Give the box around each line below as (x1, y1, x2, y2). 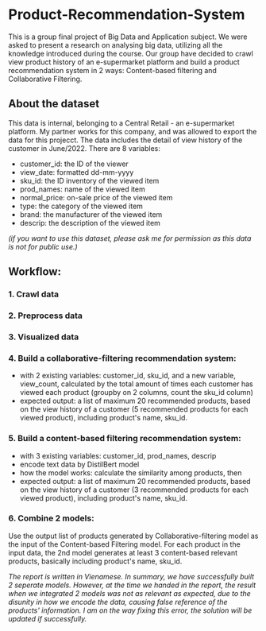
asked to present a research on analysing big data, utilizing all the (8, 40, 223, 49)
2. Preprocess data (8, 310, 83, 321)
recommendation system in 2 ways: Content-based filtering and (8, 65, 217, 75)
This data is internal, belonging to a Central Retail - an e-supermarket (8, 118, 235, 128)
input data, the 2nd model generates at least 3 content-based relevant (8, 548, 238, 557)
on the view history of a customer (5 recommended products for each (19, 405, 249, 414)
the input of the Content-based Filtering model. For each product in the (8, 539, 241, 549)
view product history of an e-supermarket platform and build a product (8, 57, 240, 67)
